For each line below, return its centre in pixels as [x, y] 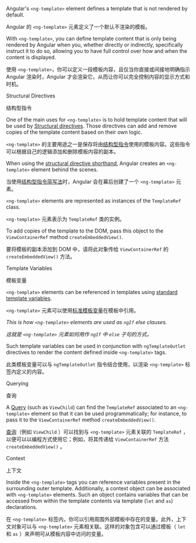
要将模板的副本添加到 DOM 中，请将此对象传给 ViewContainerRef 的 [87, 249]
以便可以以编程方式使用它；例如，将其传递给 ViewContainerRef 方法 [87, 439]
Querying [17, 383]
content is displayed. [31, 57]
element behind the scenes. [65, 169]
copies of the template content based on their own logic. [74, 132]
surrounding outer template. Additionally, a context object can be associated [98, 488]
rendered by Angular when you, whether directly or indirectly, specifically [94, 45]
